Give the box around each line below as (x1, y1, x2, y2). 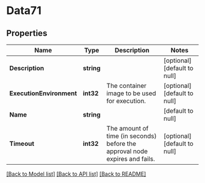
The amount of (106, 124, 149, 132)
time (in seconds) (106, 132, 157, 140)
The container (106, 82, 147, 90)
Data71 (6, 4, 41, 18)
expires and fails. (106, 155, 156, 163)
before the (106, 140, 137, 148)
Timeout (9, 140, 35, 148)
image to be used (106, 89, 157, 98)
